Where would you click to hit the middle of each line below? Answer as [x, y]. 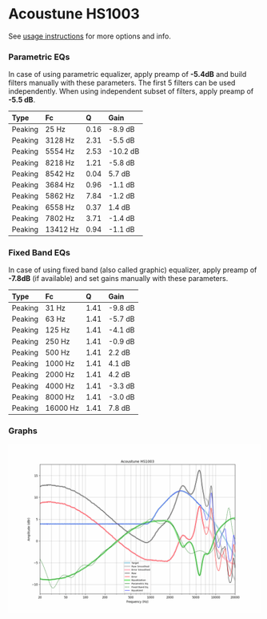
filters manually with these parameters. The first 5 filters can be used [122, 83]
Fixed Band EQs [39, 252]
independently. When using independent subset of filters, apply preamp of [131, 91]
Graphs [23, 431]
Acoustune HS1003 [74, 14]
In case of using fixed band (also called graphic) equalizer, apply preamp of [133, 270]
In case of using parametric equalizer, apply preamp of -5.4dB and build [128, 74]
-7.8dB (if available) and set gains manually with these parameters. [118, 279]
